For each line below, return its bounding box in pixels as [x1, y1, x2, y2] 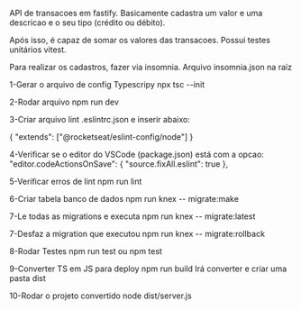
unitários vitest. [9, 44, 67, 55]
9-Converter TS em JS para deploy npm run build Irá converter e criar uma [9, 263, 287, 274]
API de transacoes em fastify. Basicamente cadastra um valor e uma [9, 8, 263, 18]
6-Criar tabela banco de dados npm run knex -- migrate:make [9, 194, 239, 204]
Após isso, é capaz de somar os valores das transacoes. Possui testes [9, 35, 270, 45]
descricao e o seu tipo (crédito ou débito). [9, 17, 166, 28]
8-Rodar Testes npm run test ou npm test [9, 246, 162, 256]
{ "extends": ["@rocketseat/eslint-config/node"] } [9, 132, 194, 142]
